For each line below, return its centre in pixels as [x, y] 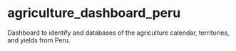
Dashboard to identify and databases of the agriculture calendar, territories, [118, 33]
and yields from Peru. [39, 40]
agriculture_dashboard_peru [94, 13]
